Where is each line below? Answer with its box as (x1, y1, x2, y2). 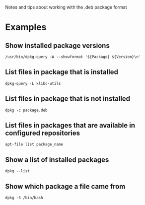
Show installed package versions (5, 41, 110, 50)
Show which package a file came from (5, 182, 126, 191)
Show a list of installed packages (5, 155, 109, 164)
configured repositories (5, 129, 80, 137)
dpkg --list (5, 169, 30, 174)
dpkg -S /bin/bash (5, 196, 43, 201)
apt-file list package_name (5, 142, 64, 147)
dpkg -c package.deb (5, 108, 48, 113)
